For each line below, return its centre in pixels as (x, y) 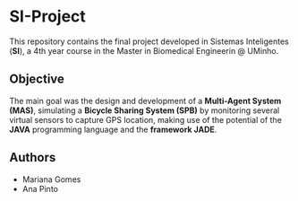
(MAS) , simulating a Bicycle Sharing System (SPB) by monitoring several (145, 110)
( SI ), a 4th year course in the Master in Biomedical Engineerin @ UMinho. (144, 50)
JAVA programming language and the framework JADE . (113, 129)
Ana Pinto (40, 188)
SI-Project (48, 17)
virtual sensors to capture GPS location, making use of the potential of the (145, 119)
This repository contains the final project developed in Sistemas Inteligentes (149, 41)
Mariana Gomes (51, 179)
